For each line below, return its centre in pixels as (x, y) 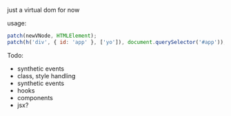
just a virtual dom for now (43, 10)
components (35, 97)
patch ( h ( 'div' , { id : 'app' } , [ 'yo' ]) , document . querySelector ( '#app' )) (115, 42)
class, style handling (46, 76)
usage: (17, 23)
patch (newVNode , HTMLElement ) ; (52, 36)
